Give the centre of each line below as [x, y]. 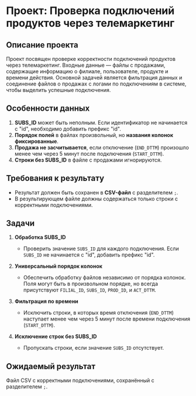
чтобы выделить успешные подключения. [59, 90]
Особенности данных [48, 109]
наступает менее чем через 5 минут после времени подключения [106, 319]
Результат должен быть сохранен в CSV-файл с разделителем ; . [96, 192]
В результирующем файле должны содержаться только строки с [96, 199]
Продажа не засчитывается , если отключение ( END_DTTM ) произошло [102, 147]
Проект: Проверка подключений [90, 11]
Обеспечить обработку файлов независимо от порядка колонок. [104, 278]
